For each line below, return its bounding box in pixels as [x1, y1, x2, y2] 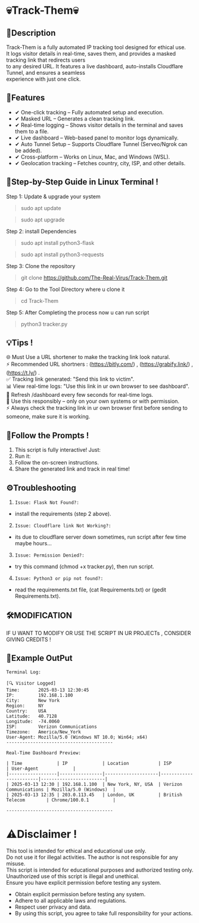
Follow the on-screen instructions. [14, 459, 99, 466]
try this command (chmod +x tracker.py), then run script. [14, 563, 155, 570]
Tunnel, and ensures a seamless [6, 69, 85, 76]
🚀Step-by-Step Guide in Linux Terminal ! [6, 177, 159, 187]
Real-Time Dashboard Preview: [6, 749, 82, 756]
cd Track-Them [20, 297, 58, 304]
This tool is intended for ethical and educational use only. [6, 847, 147, 854]
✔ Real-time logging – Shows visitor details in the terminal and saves [14, 121, 184, 129]
